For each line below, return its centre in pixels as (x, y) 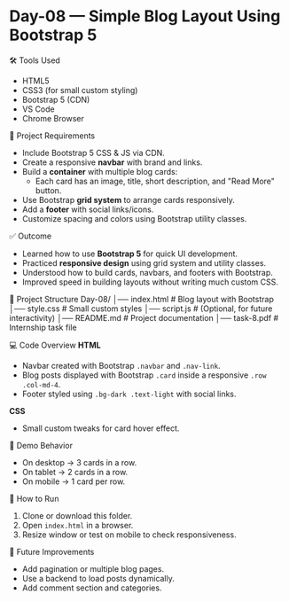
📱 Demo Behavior (41, 445)
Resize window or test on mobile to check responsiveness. (129, 535)
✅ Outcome (31, 236)
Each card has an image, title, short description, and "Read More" (155, 181)
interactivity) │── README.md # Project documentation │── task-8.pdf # (144, 317)
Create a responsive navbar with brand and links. (112, 162)
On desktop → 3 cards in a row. (79, 462)
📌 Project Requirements (52, 136)
